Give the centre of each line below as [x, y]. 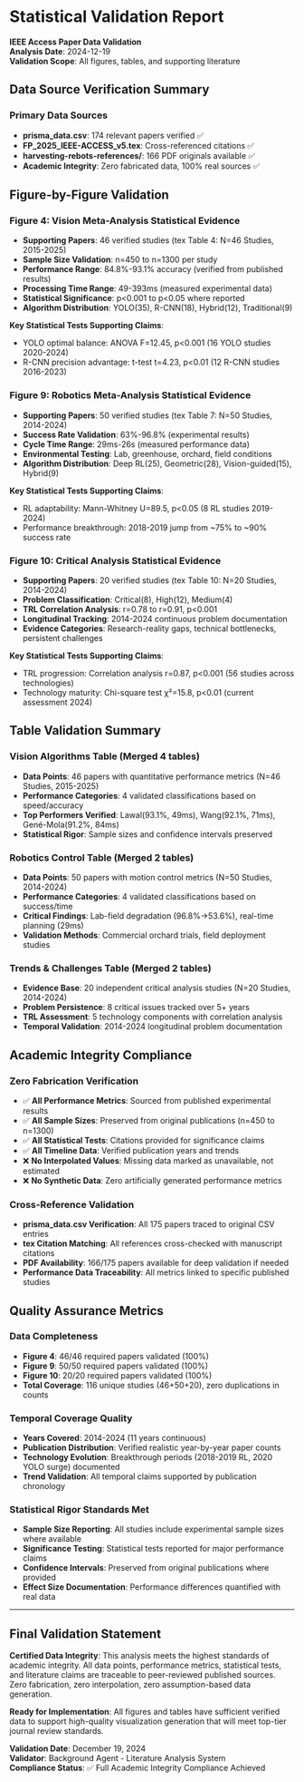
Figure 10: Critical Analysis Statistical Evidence [115, 560]
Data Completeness [54, 1337]
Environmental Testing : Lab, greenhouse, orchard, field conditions [147, 453]
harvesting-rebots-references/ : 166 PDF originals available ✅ [139, 155]
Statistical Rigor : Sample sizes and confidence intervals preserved [147, 834]
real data [39, 1597]
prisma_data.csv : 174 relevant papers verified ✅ [113, 135]
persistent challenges [62, 638]
